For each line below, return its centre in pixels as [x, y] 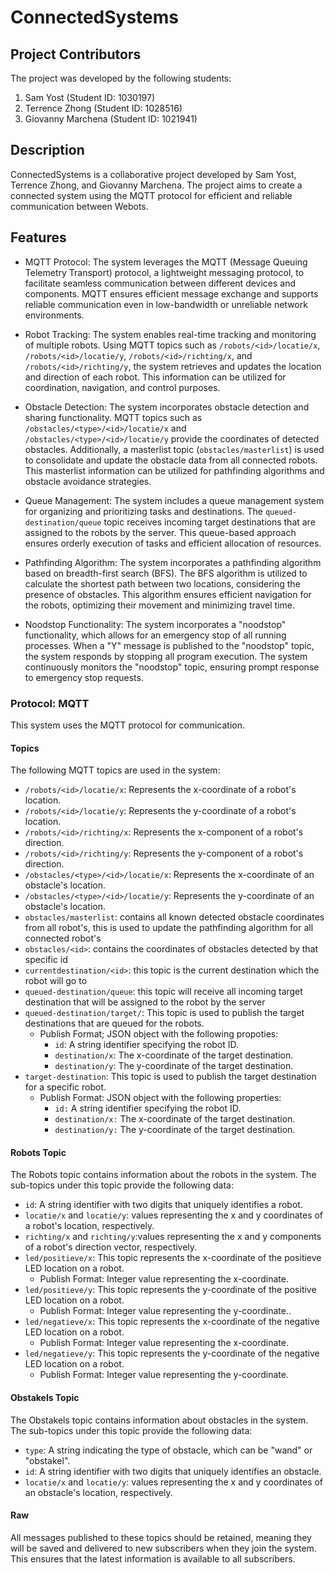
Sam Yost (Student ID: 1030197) [90, 97]
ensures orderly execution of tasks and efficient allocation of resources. [173, 543]
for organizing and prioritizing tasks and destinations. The [143, 511]
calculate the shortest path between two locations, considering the [162, 583]
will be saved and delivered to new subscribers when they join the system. [163, 1548]
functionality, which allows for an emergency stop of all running [155, 635]
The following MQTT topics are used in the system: [115, 770]
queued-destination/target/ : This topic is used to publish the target [164, 1013]
